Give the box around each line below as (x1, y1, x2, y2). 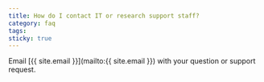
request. (8, 65, 36, 75)
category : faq (8, 19, 56, 27)
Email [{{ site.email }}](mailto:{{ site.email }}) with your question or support (8, 56, 256, 66)
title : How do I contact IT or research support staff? (8, 11, 200, 20)
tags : (8, 27, 27, 35)
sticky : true (8, 34, 52, 43)
